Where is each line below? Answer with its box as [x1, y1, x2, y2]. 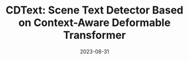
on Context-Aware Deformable [18, 16, 171, 29]
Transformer [63, 29, 126, 42]
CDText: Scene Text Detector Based [5, 4, 184, 17]
